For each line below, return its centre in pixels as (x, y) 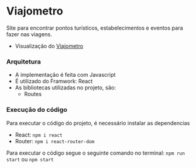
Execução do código (37, 110)
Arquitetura (24, 62)
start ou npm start (30, 159)
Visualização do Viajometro (49, 46)
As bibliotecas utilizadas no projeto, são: (65, 88)
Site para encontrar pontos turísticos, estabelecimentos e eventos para (95, 28)
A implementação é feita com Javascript (65, 75)
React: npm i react (39, 135)
